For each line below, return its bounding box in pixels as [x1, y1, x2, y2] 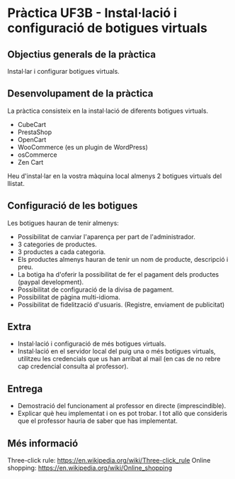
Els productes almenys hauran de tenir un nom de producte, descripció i [17, 255, 229, 263]
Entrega [7, 382, 43, 395]
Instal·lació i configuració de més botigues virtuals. [17, 339, 166, 348]
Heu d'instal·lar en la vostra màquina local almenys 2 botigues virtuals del [7, 172, 222, 180]
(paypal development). [17, 277, 84, 286]
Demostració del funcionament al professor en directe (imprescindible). [17, 402, 227, 410]
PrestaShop [17, 128, 52, 136]
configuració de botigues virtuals [7, 20, 207, 36]
